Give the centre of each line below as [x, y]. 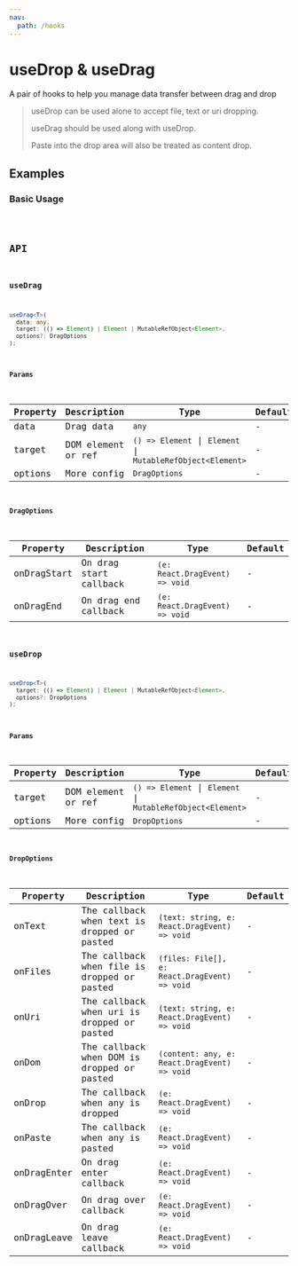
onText [30, 926]
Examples [37, 173]
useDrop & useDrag [82, 70]
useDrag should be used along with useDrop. [114, 129]
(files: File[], [192, 958]
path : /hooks [41, 26]
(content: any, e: [197, 1054]
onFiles [32, 972]
